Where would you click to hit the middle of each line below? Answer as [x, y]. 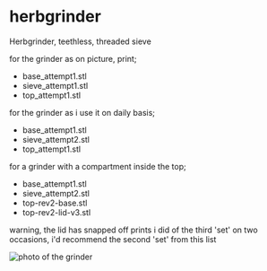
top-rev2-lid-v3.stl [56, 212]
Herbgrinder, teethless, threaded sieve [81, 41]
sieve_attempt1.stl [55, 85]
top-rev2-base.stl [55, 203]
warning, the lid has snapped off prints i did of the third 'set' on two [133, 230]
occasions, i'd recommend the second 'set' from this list [113, 239]
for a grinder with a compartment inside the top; [98, 166]
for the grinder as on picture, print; [73, 58]
